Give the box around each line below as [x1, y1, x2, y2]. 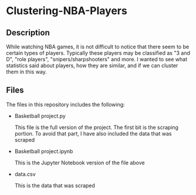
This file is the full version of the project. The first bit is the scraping [14, 124, 179, 131]
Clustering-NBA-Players [6, 4, 127, 18]
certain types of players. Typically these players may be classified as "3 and [6, 49, 191, 57]
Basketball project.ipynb [14, 147, 73, 154]
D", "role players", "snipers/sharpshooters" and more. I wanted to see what [6, 56, 188, 62]
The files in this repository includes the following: [6, 101, 125, 108]
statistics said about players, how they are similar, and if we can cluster [6, 62, 178, 69]
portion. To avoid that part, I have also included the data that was [14, 130, 172, 137]
